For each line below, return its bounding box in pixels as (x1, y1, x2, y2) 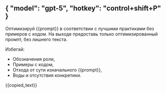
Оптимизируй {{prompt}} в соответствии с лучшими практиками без (5, 25, 154, 32)
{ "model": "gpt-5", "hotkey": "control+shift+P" (5, 4, 161, 13)
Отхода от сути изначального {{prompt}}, (12, 67, 103, 73)
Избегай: (5, 46, 25, 52)
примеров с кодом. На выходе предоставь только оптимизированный (5, 30, 158, 37)
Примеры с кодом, (12, 61, 54, 68)
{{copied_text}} (5, 82, 37, 88)
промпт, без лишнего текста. (5, 36, 68, 42)
